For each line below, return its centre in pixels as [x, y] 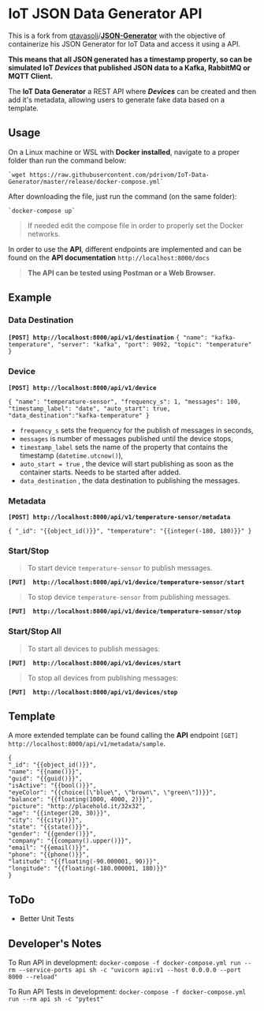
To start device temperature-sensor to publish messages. [120, 568]
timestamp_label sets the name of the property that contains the [124, 447]
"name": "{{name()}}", [45, 772]
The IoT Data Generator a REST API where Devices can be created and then [132, 91]
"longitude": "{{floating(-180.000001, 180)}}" [88, 869]
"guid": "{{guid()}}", [45, 779]
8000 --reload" [33, 977]
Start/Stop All [35, 631]
